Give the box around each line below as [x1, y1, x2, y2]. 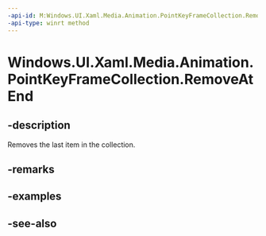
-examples [7, 190, 62, 203]
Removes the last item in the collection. [7, 140, 136, 149]
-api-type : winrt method [7, 19, 90, 27]
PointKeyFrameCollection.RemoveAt [7, 70, 254, 88]
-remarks [7, 162, 55, 176]
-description [7, 118, 71, 132]
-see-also [7, 216, 57, 230]
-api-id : [7, 11, 37, 20]
